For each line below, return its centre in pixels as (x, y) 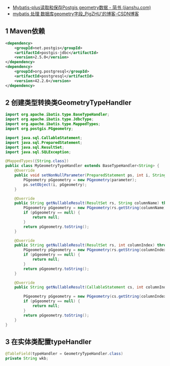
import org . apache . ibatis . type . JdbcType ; (50, 119)
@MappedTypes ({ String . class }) (37, 161)
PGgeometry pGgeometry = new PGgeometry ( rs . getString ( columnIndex (95, 250)
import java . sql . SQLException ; (38, 152)
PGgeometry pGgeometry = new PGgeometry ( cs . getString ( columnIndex (95, 297)
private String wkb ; (27, 358)
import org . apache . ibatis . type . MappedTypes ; (53, 124)
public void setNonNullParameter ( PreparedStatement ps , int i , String (90, 175)
